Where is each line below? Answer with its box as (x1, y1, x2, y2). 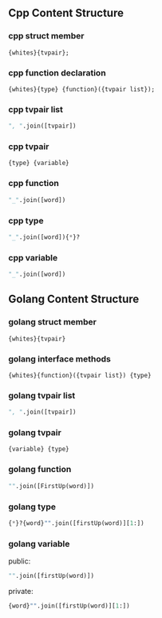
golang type (8, 501, 56, 512)
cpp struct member (8, 30, 85, 42)
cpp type (8, 215, 44, 226)
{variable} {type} (8, 445, 69, 454)
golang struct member (8, 317, 97, 328)
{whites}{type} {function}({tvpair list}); (8, 85, 156, 93)
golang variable (8, 538, 70, 549)
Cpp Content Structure (8, 6, 124, 20)
